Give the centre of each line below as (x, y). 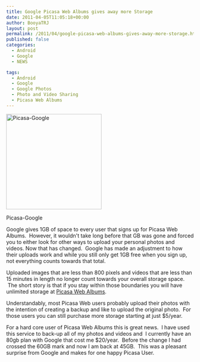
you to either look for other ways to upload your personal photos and (90, 242)
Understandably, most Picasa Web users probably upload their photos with (98, 303)
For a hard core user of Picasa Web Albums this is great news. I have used (98, 327)
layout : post (22, 28)
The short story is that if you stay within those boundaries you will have (95, 285)
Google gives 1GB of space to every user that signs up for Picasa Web (92, 229)
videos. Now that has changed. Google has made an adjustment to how (94, 248)
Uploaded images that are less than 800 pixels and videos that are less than (99, 273)
